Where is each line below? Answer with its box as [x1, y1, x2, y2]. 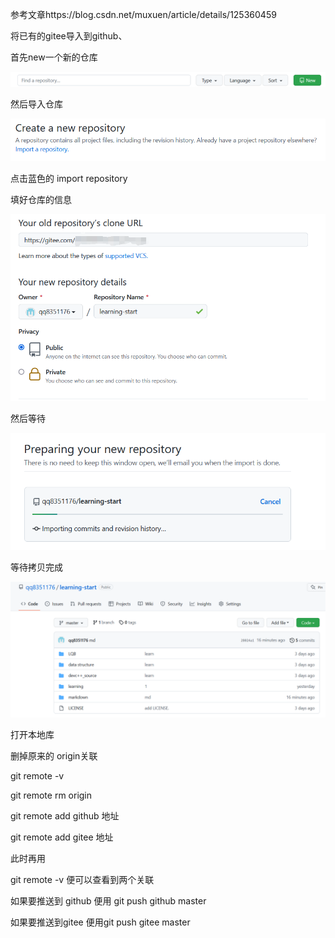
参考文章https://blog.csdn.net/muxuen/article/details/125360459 [10, 9, 277, 20]
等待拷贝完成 [10, 561, 63, 573]
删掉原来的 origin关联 [10, 750, 98, 762]
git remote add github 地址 [10, 810, 120, 822]
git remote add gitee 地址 [10, 831, 114, 843]
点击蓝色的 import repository [10, 172, 128, 184]
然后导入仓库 [10, 98, 63, 110]
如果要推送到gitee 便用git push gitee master [10, 916, 191, 928]
